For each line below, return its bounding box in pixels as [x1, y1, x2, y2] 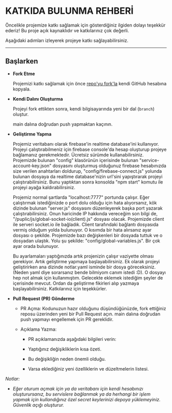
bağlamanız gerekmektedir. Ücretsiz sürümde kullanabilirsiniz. [12, 151, 144, 158]
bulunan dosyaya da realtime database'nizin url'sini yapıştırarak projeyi [12, 173, 163, 179]
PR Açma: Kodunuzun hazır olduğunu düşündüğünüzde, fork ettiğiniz [20, 305, 166, 311]
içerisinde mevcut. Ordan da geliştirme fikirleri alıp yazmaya [12, 280, 139, 286]
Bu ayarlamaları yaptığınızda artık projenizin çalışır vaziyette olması [12, 253, 154, 259]
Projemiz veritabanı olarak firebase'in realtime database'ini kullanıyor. [12, 141, 160, 147]
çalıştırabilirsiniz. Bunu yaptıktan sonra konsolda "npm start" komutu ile [12, 179, 163, 185]
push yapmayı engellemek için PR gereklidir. [20, 316, 114, 322]
